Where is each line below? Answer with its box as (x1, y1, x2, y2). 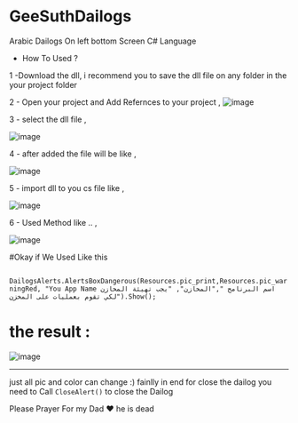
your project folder (9, 79, 78, 90)
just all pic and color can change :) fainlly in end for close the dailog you (9, 376, 272, 387)
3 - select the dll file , (9, 114, 87, 124)
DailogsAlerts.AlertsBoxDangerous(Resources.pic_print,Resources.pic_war (9, 276, 288, 285)
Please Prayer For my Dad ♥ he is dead (9, 403, 155, 414)
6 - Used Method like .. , (9, 217, 98, 227)
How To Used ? (21, 52, 78, 63)
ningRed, (9, 284, 42, 293)
